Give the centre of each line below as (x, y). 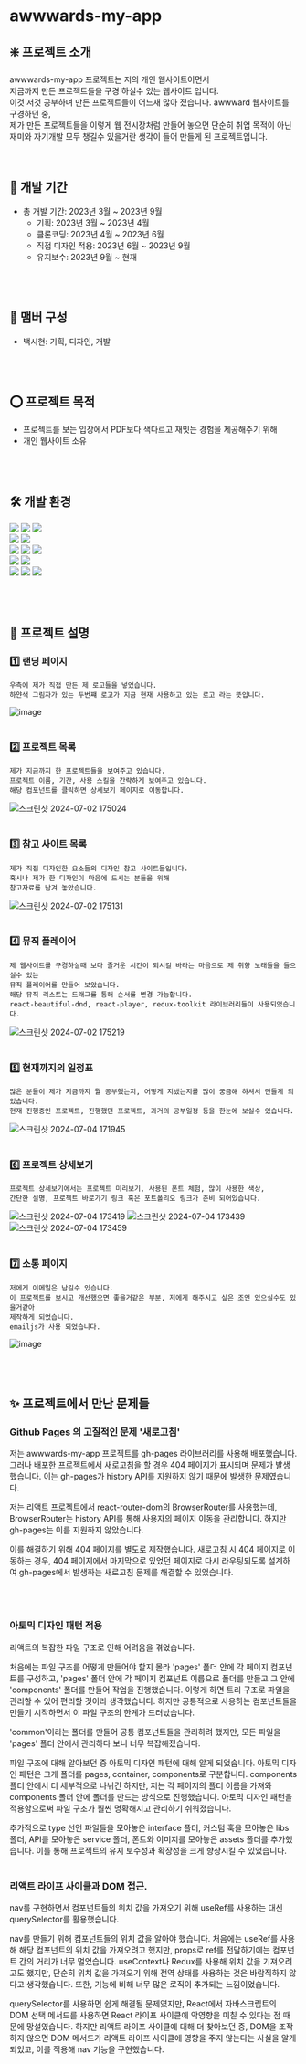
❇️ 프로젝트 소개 (50, 52)
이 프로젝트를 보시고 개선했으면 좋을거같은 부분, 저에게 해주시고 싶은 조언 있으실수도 (148, 1298)
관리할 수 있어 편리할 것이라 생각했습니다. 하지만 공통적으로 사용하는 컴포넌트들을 (153, 1701)
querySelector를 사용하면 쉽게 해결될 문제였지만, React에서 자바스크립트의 (143, 2004)
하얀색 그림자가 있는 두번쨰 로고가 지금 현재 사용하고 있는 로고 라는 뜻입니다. (137, 695)
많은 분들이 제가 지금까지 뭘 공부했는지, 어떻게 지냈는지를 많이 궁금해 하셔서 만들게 (147, 1092)
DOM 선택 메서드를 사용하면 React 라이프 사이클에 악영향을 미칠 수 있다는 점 (145, 2015)
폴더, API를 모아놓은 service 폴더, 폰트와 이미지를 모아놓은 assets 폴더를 (139, 1839)
